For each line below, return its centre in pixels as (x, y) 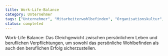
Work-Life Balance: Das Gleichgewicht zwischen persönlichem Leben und (81, 38)
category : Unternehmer (29, 14)
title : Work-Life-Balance (32, 10)
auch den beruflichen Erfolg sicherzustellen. (51, 48)
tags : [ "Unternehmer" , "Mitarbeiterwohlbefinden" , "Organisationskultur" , (85, 19)
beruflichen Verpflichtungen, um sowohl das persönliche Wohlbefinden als (82, 43)
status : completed (24, 24)
